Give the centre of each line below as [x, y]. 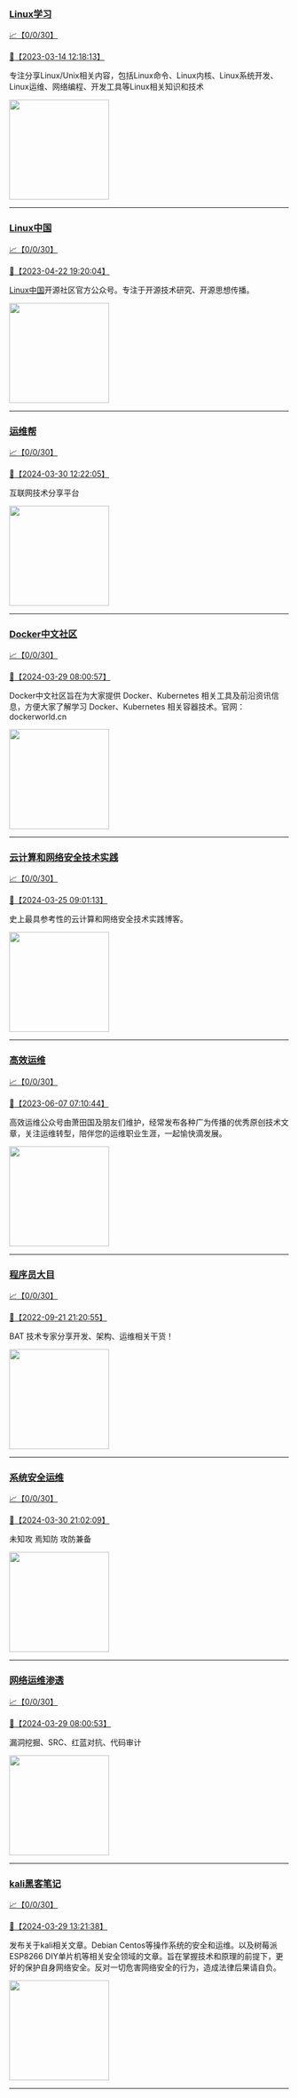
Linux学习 [31, 13]
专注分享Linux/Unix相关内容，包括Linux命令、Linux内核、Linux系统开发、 [144, 76]
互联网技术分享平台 [44, 492]
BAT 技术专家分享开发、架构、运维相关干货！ [92, 1336]
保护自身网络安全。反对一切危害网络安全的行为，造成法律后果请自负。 [153, 1967]
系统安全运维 [37, 1477]
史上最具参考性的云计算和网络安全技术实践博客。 [98, 919]
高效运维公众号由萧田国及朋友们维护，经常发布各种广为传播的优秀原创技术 [145, 1122]
